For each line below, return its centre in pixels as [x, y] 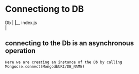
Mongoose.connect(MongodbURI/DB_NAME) [45, 66]
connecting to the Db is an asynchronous [69, 43]
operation [20, 51]
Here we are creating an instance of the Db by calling [64, 62]
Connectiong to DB [45, 9]
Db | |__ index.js [21, 23]
